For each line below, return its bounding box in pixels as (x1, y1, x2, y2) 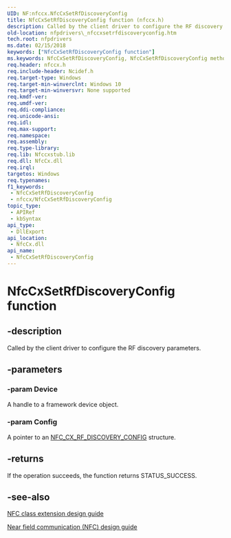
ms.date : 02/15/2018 (7, 42, 67, 49)
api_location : (7, 235, 48, 241)
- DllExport (10, 228, 45, 235)
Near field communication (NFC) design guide (7, 523, 137, 531)
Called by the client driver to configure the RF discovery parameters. (7, 343, 201, 352)
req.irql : (7, 163, 36, 171)
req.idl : (7, 119, 32, 126)
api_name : (7, 248, 36, 255)
